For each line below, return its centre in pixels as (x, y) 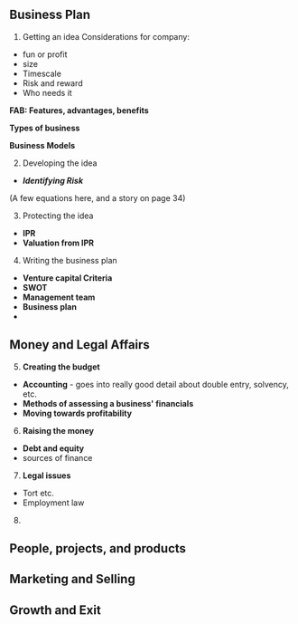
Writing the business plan (70, 260)
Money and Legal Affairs (80, 345)
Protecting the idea (58, 216)
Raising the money (58, 430)
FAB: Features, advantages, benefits (79, 110)
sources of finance (57, 457)
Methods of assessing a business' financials (108, 403)
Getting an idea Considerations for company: (106, 36)
